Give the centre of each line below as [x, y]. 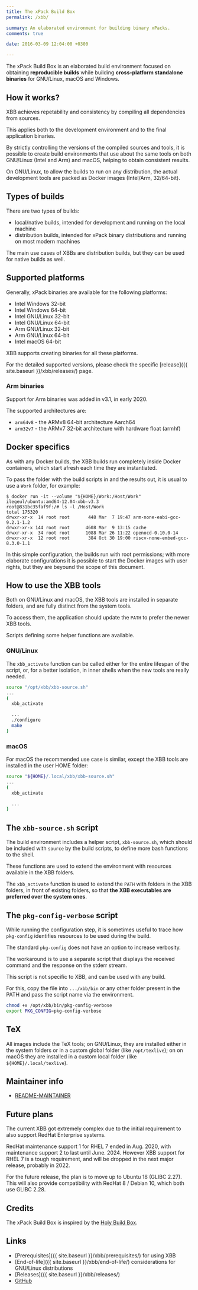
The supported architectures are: [46, 410]
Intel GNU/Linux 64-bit [42, 322]
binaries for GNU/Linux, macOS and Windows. [63, 79]
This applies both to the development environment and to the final [86, 129]
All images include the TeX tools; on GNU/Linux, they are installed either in [97, 1044]
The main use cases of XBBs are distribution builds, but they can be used [95, 252]
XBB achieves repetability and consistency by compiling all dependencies [96, 112]
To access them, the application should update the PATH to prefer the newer [98, 618]
